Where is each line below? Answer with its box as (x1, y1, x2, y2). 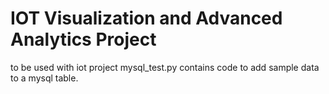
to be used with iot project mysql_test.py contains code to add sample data (10, 61, 320, 73)
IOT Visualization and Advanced (10, 7, 283, 30)
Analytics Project (10, 28, 157, 51)
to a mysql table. (10, 72, 79, 84)
